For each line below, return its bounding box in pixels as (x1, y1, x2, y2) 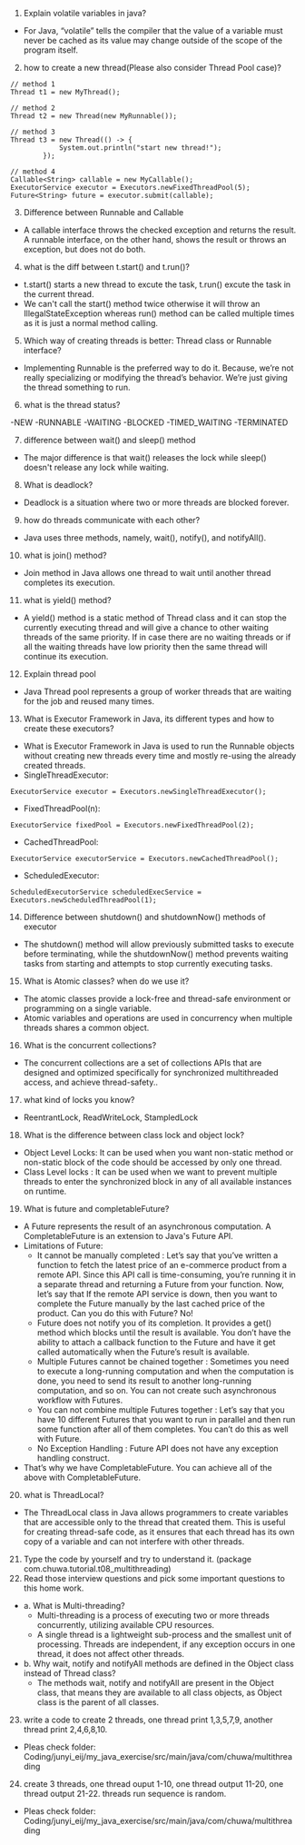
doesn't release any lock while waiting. (23, 462, 169, 472)
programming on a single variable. (23, 1003, 152, 1014)
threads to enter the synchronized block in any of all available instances (23, 1176, 292, 1186)
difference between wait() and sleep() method (23, 435, 196, 445)
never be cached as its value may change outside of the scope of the (23, 35, 283, 45)
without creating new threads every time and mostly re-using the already (23, 750, 297, 761)
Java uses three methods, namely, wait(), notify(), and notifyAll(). (23, 532, 267, 543)
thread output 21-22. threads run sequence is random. (23, 1789, 227, 1799)
